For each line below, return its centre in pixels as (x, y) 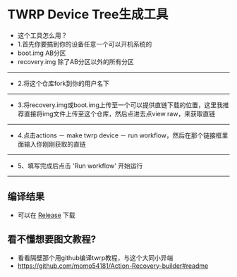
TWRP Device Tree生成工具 (88, 14)
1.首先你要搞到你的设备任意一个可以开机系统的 (85, 44)
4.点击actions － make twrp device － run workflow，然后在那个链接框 (120, 135)
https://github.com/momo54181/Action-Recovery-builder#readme (113, 266)
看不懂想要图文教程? (52, 239)
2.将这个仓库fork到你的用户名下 (63, 83)
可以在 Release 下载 (46, 215)
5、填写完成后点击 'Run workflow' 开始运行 (80, 166)
